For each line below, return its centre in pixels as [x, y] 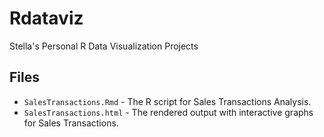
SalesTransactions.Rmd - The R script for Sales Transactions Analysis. [167, 101]
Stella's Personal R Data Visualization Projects [104, 46]
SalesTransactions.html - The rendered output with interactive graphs [168, 112]
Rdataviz [46, 18]
